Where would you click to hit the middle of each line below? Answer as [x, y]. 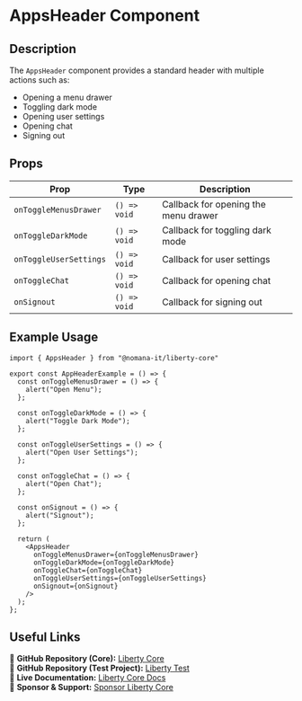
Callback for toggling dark [217, 230]
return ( [34, 539]
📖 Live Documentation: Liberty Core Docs [88, 678]
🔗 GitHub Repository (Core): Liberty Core [87, 659]
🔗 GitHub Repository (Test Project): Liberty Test [100, 668]
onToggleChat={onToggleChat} [88, 570]
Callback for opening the [214, 204]
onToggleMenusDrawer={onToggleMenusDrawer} [116, 555]
